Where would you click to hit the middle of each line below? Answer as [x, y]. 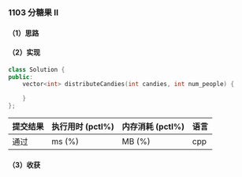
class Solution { [37, 70]
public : [21, 77]
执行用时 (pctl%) [83, 126]
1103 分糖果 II [34, 12]
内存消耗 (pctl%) [153, 126]
